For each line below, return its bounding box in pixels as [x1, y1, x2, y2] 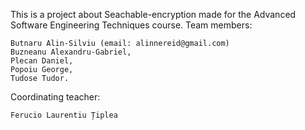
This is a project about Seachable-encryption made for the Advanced [10, 9, 297, 20]
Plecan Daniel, [10, 56, 74, 66]
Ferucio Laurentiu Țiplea [10, 110, 118, 120]
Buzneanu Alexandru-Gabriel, [10, 47, 132, 57]
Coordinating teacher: [10, 91, 101, 103]
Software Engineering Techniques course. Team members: [10, 19, 253, 31]
